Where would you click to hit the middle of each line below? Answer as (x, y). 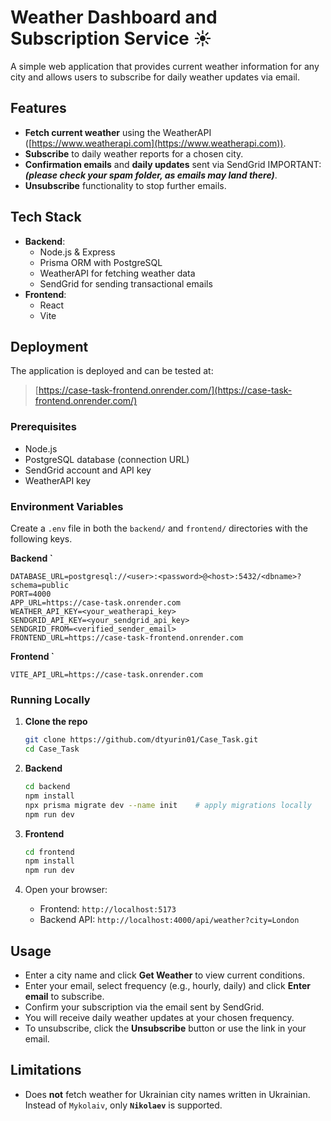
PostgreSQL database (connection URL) (107, 459)
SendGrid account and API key (88, 470)
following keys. (41, 538)
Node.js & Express (77, 252)
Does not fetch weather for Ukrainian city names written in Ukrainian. (167, 1094)
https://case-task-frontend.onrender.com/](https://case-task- (165, 390)
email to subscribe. (64, 996)
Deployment (49, 346)
